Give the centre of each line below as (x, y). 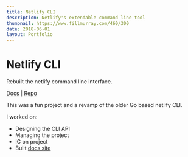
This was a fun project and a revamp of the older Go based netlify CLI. (94, 105)
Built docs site (33, 148)
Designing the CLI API (43, 129)
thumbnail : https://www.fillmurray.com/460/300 (68, 23)
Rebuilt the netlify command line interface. (59, 82)
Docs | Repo (22, 93)
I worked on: (22, 117)
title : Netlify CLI (31, 12)
